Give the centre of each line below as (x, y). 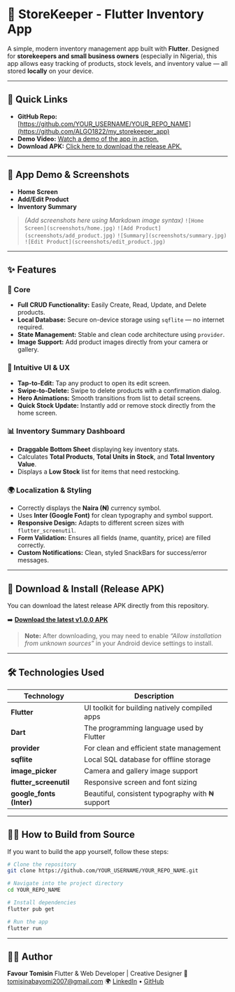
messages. (33, 560)
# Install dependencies (42, 903)
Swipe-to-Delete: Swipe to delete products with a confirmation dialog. (119, 390)
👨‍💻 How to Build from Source (71, 835)
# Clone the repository (42, 864)
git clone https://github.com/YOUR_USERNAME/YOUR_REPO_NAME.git (103, 871)
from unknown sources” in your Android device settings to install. (119, 643)
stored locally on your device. (50, 71)
